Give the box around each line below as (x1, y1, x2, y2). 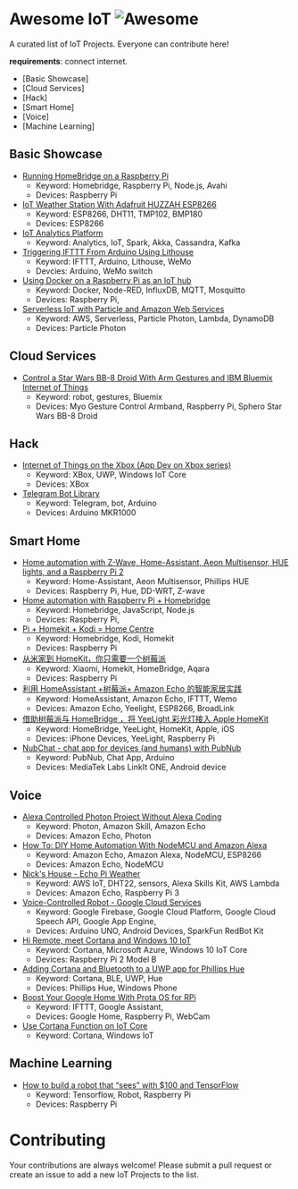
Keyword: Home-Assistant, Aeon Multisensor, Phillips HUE (35, 576, 250, 587)
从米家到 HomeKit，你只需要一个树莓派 (21, 653, 167, 664)
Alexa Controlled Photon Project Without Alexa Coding (21, 811, 222, 822)
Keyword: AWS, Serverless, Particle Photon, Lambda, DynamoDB (35, 313, 275, 324)
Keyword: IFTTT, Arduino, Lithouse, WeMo (35, 256, 192, 267)
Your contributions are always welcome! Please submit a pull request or (9, 1159, 272, 1170)
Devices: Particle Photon (35, 322, 127, 333)
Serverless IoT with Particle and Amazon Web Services (21, 303, 225, 314)
